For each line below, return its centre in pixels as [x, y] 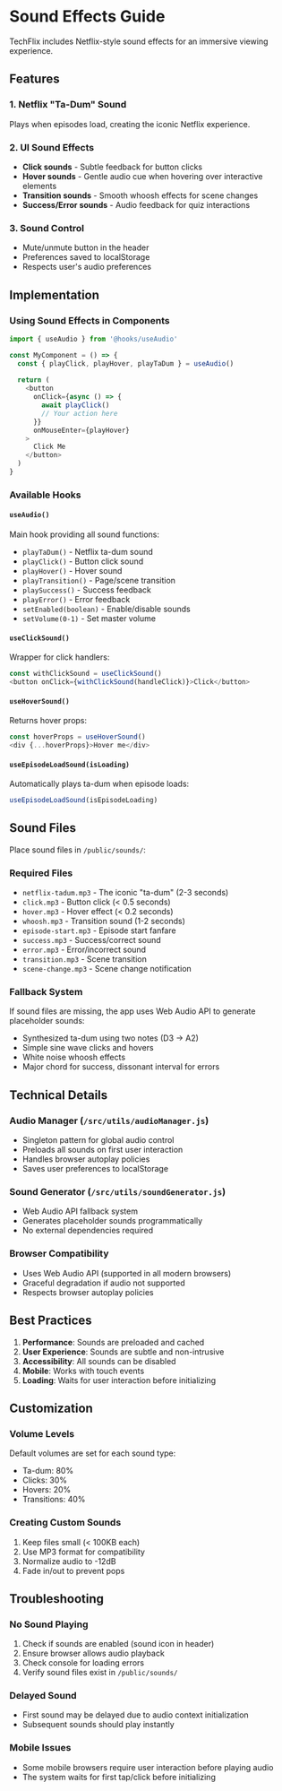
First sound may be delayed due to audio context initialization [135, 1715]
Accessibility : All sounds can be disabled [99, 1361]
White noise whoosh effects [74, 1057]
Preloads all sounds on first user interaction [103, 1150]
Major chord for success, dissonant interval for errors [121, 1067]
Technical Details [59, 1095]
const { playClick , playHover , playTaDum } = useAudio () [126, 363]
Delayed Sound [43, 1696]
